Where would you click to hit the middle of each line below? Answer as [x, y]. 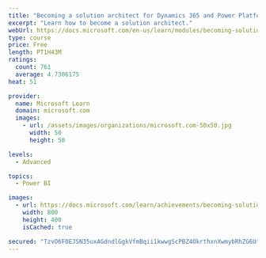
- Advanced [33, 162]
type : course [30, 38]
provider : [25, 96]
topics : [21, 176]
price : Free [28, 45]
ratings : [23, 60]
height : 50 [47, 140]
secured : [23, 241]
